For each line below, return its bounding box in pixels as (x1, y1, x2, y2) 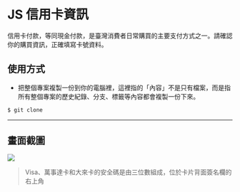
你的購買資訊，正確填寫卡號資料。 (7, 40, 108, 48)
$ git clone (7, 106, 43, 114)
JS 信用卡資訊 (7, 6, 89, 23)
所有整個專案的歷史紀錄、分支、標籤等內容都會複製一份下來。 (17, 92, 200, 100)
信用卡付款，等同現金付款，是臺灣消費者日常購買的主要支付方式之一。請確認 (7, 31, 233, 40)
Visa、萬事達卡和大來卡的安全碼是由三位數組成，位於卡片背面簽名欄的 (24, 168, 232, 176)
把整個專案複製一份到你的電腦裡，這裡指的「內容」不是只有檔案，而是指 (17, 83, 231, 92)
